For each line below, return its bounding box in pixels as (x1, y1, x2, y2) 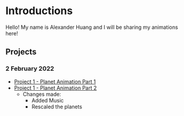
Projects (5, 47, 37, 57)
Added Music (31, 97, 64, 104)
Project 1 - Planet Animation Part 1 (13, 78, 96, 85)
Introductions (5, 4, 73, 18)
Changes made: (22, 90, 62, 98)
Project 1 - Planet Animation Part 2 (13, 84, 97, 91)
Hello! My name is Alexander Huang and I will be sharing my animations (5, 24, 178, 31)
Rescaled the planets (31, 103, 83, 110)
